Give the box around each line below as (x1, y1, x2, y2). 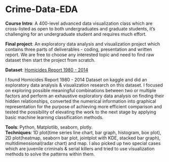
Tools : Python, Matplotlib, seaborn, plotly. (5, 124, 93, 130)
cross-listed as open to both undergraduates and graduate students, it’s (5, 25, 156, 31)
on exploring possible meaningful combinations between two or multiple (5, 87, 156, 93)
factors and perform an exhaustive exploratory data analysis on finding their (5, 93, 164, 99)
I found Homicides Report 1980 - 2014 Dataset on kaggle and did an (5, 76, 147, 83)
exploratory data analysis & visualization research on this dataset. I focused (5, 82, 163, 88)
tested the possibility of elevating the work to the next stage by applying (5, 109, 156, 115)
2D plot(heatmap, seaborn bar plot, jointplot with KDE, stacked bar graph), (5, 135, 161, 141)
